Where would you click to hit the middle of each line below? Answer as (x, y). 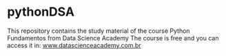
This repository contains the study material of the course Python (99, 31)
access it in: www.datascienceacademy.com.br (74, 45)
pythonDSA (41, 12)
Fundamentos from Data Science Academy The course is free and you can (113, 38)
